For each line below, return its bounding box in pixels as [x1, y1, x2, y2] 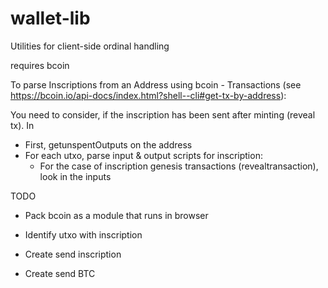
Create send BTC [24, 267, 96, 279]
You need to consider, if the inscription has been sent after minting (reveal [10, 108, 316, 121]
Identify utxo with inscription [24, 228, 143, 241]
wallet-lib [10, 7, 91, 30]
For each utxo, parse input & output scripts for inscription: [24, 149, 263, 161]
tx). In [10, 119, 35, 131]
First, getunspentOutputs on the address [24, 138, 193, 151]
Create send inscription [24, 248, 122, 260]
